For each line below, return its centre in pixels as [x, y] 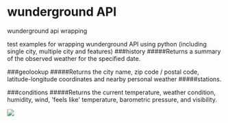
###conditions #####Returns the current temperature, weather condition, [111, 92]
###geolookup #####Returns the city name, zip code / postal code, [103, 72]
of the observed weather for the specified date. [74, 58]
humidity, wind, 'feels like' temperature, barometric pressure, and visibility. [112, 99]
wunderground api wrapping [47, 31]
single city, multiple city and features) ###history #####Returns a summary [114, 51]
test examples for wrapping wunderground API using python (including [107, 44]
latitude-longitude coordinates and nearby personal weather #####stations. [114, 79]
